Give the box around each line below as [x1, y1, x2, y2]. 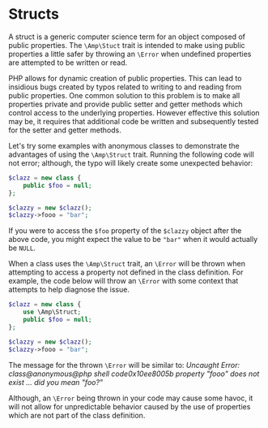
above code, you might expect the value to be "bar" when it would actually [8, 235, 257, 244]
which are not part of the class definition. [8, 410, 146, 420]
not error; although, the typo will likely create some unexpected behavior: [8, 158, 253, 167]
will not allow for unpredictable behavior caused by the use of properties [8, 401, 251, 411]
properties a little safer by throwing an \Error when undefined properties [8, 49, 252, 58]
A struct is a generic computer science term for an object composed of [8, 32, 245, 41]
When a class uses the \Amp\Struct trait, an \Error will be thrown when [8, 259, 245, 269]
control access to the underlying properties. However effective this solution [8, 107, 261, 118]
